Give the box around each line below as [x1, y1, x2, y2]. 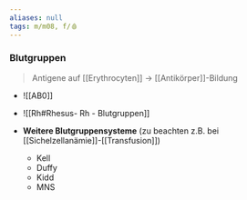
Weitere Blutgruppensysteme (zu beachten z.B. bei [22, 125, 220, 136]
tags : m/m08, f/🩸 [9, 22, 78, 31]
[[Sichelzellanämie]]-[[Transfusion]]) [22, 135, 161, 145]
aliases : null [9, 13, 64, 23]
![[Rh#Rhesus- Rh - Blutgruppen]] [22, 107, 150, 118]
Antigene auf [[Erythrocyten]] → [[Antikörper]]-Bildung [31, 72, 239, 83]
